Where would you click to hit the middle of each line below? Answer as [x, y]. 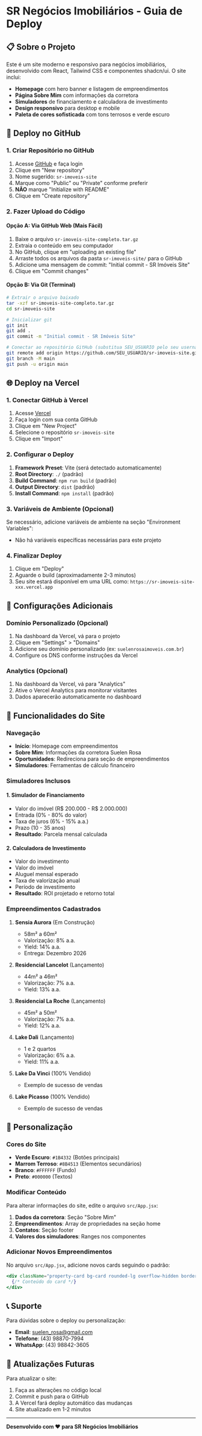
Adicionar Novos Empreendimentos [59, 1252]
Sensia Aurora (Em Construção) [55, 922]
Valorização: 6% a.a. [50, 1055]
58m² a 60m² [40, 934]
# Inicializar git [29, 320]
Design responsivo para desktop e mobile [67, 108]
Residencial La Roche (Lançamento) [60, 1001]
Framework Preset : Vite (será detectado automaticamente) [88, 468]
